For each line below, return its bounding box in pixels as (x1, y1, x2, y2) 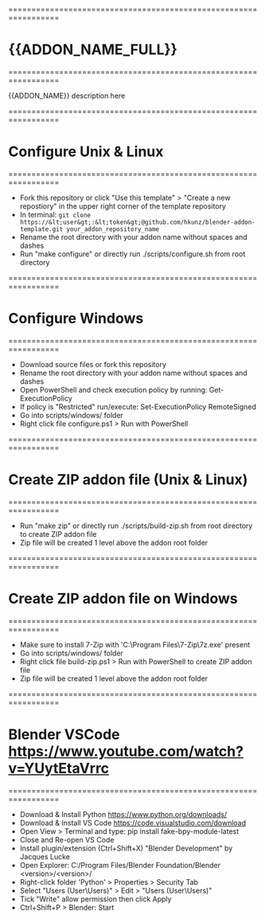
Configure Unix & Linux (8, 143, 164, 161)
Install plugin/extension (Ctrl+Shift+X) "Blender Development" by (19, 843, 233, 853)
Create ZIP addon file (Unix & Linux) (8, 471, 248, 488)
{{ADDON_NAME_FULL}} (8, 41, 177, 59)
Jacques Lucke (19, 851, 70, 861)
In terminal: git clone (19, 209, 92, 219)
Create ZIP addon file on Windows (8, 589, 239, 608)
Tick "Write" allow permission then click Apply (19, 894, 172, 904)
